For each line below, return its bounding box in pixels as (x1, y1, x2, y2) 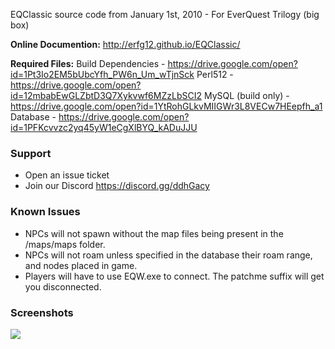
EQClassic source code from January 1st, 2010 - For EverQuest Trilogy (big (10, 9, 320, 20)
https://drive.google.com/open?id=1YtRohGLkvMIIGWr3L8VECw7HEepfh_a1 (10, 100, 323, 112)
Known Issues (10, 205, 81, 219)
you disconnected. (24, 280, 102, 293)
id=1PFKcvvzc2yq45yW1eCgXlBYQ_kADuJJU (10, 122, 198, 133)
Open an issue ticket (24, 169, 110, 181)
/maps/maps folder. (24, 238, 106, 250)
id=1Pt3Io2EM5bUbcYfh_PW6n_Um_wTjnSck (10, 69, 195, 80)
